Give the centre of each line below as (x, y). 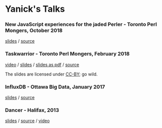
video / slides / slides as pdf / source (42, 64)
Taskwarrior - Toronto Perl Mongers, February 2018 (68, 54)
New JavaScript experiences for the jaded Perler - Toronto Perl (81, 25)
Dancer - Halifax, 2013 (32, 110)
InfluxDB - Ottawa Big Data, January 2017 (55, 87)
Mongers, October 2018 (34, 30)
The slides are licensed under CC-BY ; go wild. (51, 74)
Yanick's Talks (35, 9)
